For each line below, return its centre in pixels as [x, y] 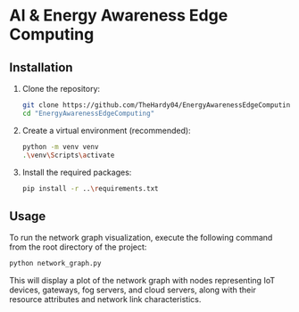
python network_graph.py [55, 264]
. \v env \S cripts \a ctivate [68, 155]
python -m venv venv [60, 147]
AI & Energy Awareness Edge [119, 16]
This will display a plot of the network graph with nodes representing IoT [142, 281]
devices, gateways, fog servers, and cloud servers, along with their [133, 290]
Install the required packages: [77, 172]
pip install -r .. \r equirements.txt [90, 188]
